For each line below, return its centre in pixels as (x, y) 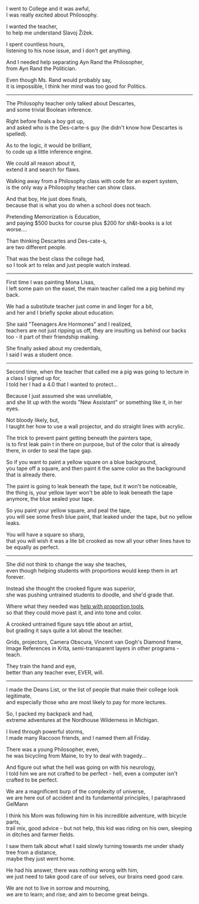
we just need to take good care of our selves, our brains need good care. (95, 876)
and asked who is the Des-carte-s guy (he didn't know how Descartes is (94, 128)
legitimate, (19, 696)
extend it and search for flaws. (44, 169)
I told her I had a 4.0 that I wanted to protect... (62, 384)
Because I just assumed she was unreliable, (60, 396)
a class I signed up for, (34, 378)
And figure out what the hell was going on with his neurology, (81, 767)
